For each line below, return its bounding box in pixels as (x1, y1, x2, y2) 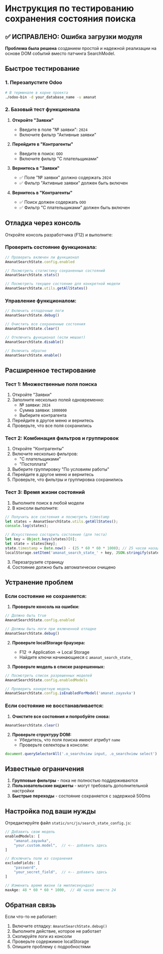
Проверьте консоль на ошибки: (12, 604, 80, 609)
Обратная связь (5, 901, 56, 909)
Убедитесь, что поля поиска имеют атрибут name (19, 737, 120, 742)
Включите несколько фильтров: (12, 451, 78, 457)
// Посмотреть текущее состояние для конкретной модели (5, 281, 120, 286)
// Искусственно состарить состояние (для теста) (5, 532, 108, 537)
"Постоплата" (19, 461, 48, 467)
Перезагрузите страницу (12, 559, 64, 565)
